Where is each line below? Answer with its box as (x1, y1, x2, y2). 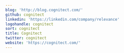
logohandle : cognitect (5, 21, 54, 27)
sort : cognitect (5, 26, 40, 31)
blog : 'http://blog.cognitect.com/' (5, 7, 83, 13)
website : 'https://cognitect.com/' (5, 40, 81, 45)
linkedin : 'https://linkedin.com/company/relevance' (5, 17, 120, 22)
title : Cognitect (5, 31, 42, 36)
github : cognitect (5, 12, 44, 17)
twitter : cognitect (5, 36, 47, 41)
